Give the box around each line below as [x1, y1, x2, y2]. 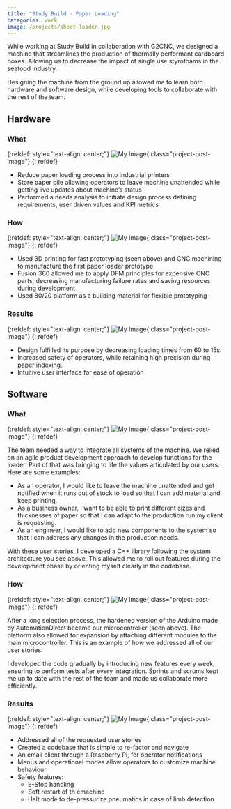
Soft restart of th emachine [27, 787, 105, 796]
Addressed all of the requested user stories [17, 735, 142, 743]
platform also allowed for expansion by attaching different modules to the [7, 630, 217, 639]
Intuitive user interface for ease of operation [17, 368, 144, 377]
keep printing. [17, 497, 58, 505]
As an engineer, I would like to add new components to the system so [17, 526, 217, 534]
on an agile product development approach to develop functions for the [7, 453, 212, 462]
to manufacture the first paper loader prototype [17, 262, 154, 271]
